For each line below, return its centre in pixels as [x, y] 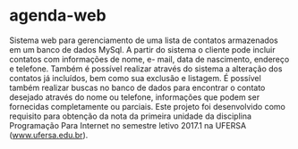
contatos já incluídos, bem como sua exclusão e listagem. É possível [135, 78]
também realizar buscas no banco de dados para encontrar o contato [137, 87]
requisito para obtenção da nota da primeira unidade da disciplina [131, 116]
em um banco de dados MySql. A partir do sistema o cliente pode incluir [142, 49]
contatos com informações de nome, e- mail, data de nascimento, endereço [149, 59]
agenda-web [58, 16]
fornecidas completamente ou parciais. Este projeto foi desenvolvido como [148, 106]
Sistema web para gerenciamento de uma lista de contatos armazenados [144, 40]
